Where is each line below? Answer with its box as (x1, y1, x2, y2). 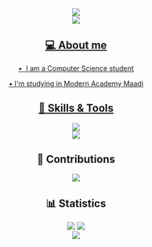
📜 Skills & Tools (38, 101, 114, 115)
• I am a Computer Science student (18, 63, 134, 73)
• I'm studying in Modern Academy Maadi (8, 79, 144, 88)
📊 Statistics (45, 197, 107, 210)
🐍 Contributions (37, 153, 115, 166)
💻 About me (45, 39, 107, 52)
